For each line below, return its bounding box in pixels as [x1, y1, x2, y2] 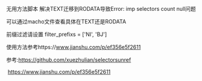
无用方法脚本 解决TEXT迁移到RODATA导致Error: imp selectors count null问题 [6, 5, 196, 12]
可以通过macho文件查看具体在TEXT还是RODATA [6, 18, 127, 25]
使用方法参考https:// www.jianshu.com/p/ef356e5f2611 [6, 44, 141, 50]
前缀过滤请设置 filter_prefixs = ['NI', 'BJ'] [6, 31, 107, 38]
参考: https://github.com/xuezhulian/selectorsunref [6, 56, 131, 63]
